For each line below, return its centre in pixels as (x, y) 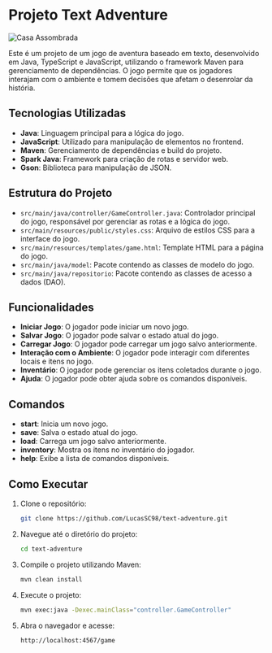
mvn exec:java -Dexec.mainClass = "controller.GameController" (126, 610)
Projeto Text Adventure (88, 15)
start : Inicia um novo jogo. (64, 424)
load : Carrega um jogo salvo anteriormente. (93, 442)
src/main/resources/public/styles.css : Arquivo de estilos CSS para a (138, 230)
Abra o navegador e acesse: (67, 625)
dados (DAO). (43, 281)
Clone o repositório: (53, 503)
